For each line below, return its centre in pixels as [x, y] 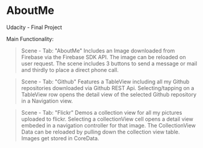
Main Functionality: [30, 39]
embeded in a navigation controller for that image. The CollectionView [108, 125]
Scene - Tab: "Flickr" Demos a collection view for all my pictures [101, 112]
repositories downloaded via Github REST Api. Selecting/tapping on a [108, 88]
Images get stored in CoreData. [60, 138]
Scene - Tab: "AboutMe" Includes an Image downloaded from [98, 50]
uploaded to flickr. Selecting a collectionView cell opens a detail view [107, 119]
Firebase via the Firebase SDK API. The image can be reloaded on [103, 57]
